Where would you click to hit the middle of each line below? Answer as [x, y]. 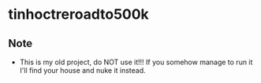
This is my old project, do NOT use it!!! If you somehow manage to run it [136, 62]
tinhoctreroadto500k [79, 14]
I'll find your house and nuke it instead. [82, 70]
